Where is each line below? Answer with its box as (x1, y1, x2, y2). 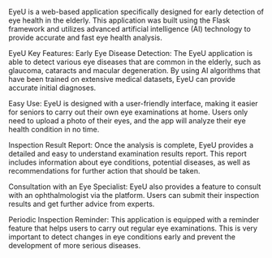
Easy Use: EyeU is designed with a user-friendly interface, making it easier (8, 99, 258, 108)
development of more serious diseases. (8, 241, 140, 250)
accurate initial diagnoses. (8, 83, 97, 92)
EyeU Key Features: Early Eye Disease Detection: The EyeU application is (8, 49, 253, 58)
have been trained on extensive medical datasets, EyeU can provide (8, 75, 235, 84)
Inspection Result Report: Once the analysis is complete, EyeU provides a (8, 140, 254, 149)
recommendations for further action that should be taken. (8, 166, 201, 175)
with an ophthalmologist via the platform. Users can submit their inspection (8, 191, 260, 200)
